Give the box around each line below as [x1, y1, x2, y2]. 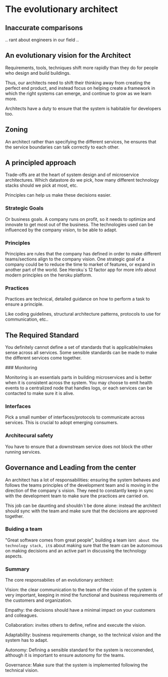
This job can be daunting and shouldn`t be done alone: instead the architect [5, 502, 161, 508]
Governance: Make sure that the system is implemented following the [5, 662, 148, 668]
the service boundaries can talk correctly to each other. [5, 144, 120, 150]
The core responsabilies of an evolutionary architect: [5, 577, 114, 583]
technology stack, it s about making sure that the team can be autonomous [5, 542, 162, 548]
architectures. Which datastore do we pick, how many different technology [5, 177, 159, 183]
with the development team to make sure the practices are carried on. [5, 493, 149, 499]
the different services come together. [5, 355, 82, 361]
